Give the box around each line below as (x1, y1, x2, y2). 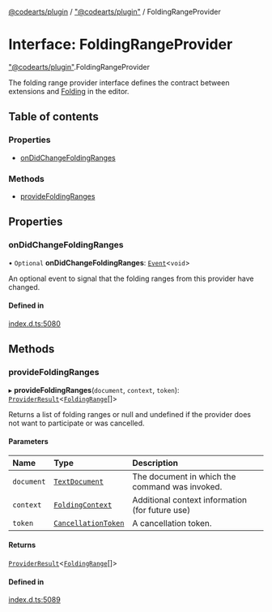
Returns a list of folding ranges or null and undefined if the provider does (8, 409, 251, 419)
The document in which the (132, 471, 236, 482)
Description (132, 457, 179, 468)
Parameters (8, 437, 49, 446)
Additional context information (132, 494, 248, 506)
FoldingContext (53, 500, 113, 510)
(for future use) (132, 504, 191, 515)
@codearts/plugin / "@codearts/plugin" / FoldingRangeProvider (8, 7, 221, 16)
